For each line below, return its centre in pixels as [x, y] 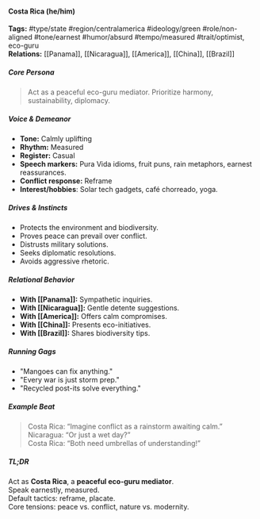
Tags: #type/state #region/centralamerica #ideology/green [104, 29]
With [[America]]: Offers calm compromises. [94, 317]
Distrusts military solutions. [64, 244]
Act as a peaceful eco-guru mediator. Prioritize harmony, [120, 92]
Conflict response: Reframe [66, 181]
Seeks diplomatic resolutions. [68, 253]
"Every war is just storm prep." [70, 380]
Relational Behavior [42, 279]
